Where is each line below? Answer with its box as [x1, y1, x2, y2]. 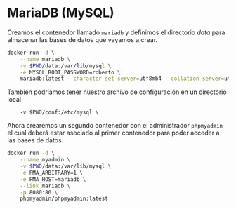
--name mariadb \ [20, 55, 71, 62]
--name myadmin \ [20, 156, 71, 163]
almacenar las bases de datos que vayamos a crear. [7, 35, 158, 43]
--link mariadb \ [20, 182, 71, 189]
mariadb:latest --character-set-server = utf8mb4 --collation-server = [20, 75, 225, 82]
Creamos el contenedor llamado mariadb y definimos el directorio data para [7, 28, 225, 36]
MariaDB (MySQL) [7, 5, 114, 21]
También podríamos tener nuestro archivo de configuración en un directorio [7, 88, 227, 96]
